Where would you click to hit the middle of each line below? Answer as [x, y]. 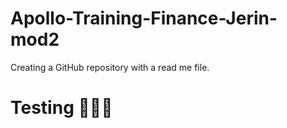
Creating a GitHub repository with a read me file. [110, 67]
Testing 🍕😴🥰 [61, 108]
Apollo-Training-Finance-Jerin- [144, 18]
